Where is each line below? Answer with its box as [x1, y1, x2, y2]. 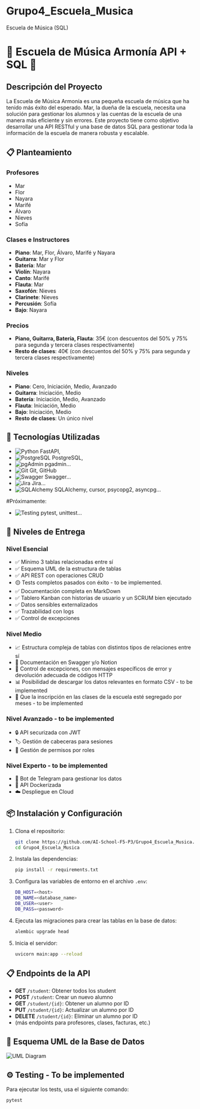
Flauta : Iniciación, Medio [14, 402, 76, 409]
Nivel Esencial [6, 545, 49, 553]
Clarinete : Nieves [14, 293, 59, 300]
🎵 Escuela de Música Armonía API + [6, 45, 187, 59]
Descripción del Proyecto [6, 82, 103, 92]
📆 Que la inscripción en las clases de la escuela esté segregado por [14, 693, 182, 701]
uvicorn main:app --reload [14, 951, 83, 957]
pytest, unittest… [41, 509, 83, 516]
